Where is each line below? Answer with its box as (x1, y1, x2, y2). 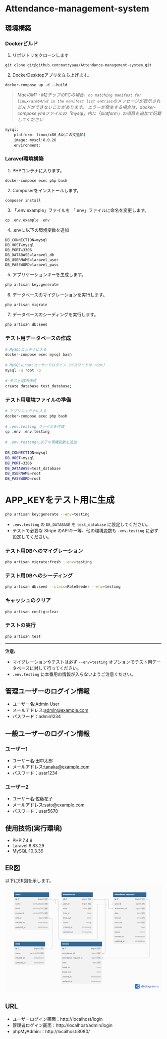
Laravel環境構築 (5, 156, 44, 162)
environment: (14, 143, 41, 148)
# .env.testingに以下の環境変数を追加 (5, 440, 77, 445)
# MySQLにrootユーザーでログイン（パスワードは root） (5, 363, 107, 368)
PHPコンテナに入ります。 (12, 167, 64, 173)
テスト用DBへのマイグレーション (5, 547, 83, 554)
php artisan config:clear (5, 609, 58, 614)
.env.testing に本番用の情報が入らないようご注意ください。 (12, 671, 136, 677)
